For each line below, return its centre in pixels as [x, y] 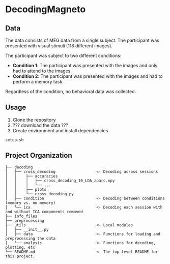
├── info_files [21, 216]
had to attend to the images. [42, 71]
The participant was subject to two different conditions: [63, 55]
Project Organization [39, 155]
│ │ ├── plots [26, 189]
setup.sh [15, 140]
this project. [20, 256]
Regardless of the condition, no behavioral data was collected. [71, 92]
